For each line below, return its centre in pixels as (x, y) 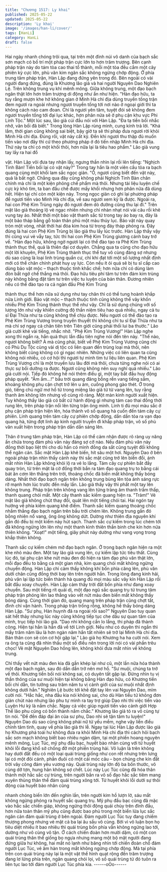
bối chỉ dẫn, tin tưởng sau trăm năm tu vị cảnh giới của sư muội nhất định (80, 684)
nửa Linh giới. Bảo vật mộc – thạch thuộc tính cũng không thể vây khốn (78, 299)
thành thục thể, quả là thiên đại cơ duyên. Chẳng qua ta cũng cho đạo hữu (82, 247)
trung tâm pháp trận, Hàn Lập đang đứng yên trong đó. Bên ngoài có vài (79, 78)
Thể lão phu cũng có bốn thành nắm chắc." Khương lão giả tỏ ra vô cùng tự (82, 711)
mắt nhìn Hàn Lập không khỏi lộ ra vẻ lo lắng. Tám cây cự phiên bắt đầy (79, 463)
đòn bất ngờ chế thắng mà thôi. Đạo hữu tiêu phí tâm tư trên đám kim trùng (82, 274)
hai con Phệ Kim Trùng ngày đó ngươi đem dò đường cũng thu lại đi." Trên (81, 204)
